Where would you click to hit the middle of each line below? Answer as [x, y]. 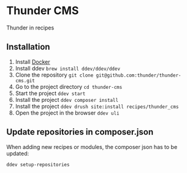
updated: [18, 153]
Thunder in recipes [30, 28]
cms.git [25, 80]
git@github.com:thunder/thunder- [139, 75]
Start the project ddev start [50, 93]
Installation [28, 47]
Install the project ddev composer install [67, 99]
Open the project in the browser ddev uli [67, 113]
